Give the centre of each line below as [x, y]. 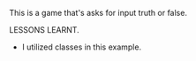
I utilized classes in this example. [82, 47]
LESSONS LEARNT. [44, 30]
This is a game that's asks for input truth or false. [98, 13]
